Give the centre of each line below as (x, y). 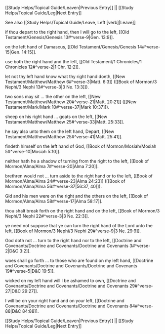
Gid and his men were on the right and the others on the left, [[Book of (77, 196)
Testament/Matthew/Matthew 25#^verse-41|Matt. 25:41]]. (64, 137)
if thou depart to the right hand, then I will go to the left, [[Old (67, 32)
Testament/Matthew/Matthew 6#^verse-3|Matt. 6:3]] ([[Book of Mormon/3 (81, 82)
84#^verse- (141, 306)
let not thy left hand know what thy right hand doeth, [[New (65, 76)
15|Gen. (13, 52)
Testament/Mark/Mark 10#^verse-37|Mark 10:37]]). (57, 107)
